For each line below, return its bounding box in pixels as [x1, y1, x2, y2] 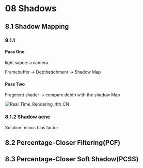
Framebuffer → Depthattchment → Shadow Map [5, 69, 101, 75]
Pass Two [5, 81, 25, 87]
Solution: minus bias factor [5, 124, 59, 130]
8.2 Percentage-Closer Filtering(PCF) [5, 138, 121, 147]
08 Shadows [5, 3, 57, 14]
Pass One [5, 49, 25, 55]
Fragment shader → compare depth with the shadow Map [5, 92, 120, 98]
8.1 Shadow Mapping [5, 22, 69, 31]
